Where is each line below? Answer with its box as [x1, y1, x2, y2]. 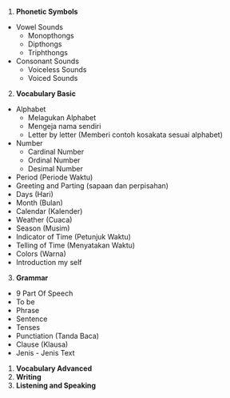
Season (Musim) [15, 223, 70, 233]
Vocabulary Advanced [15, 364, 93, 373]
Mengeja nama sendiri [27, 122, 101, 131]
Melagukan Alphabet [27, 113, 97, 123]
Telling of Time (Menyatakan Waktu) [15, 240, 136, 250]
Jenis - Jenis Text [15, 348, 75, 357]
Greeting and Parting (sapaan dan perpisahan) [15, 181, 169, 191]
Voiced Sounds [27, 74, 78, 82]
